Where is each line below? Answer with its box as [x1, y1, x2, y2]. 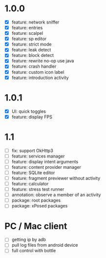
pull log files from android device [11, 242, 78, 248]
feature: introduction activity [11, 75, 69, 80]
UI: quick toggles [11, 108, 46, 114]
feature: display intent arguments [11, 158, 79, 164]
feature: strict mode [11, 41, 52, 47]
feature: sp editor [11, 36, 47, 42]
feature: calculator [11, 181, 49, 186]
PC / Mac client [4, 220, 67, 232]
